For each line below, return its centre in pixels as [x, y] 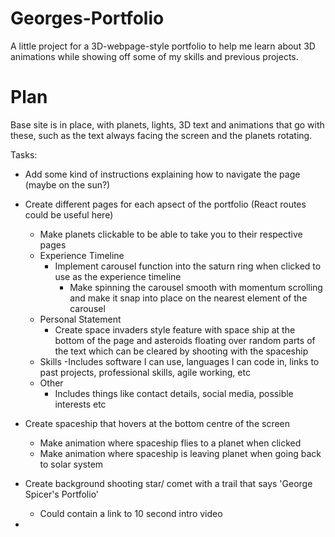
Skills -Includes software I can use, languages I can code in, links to [179, 361]
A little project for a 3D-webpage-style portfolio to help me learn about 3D [163, 46]
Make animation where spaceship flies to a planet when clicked [170, 443]
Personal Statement [80, 319]
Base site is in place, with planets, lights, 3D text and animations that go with [167, 124]
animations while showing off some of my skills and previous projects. [154, 56]
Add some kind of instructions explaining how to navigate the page [162, 174]
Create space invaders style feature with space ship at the [175, 329]
